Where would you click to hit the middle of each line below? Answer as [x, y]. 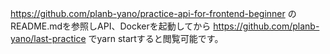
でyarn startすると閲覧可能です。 [156, 38]
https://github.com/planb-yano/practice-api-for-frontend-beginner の [153, 13]
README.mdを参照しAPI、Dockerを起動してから [111, 26]
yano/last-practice [48, 38]
